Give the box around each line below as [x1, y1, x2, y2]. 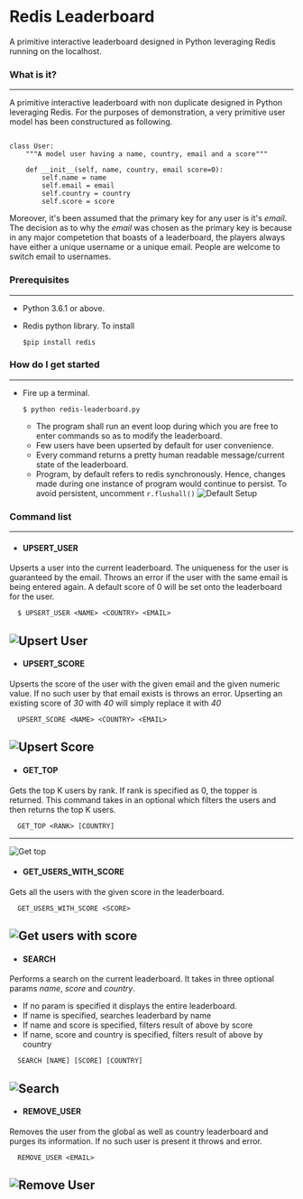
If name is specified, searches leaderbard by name [22, 1010, 212, 1021]
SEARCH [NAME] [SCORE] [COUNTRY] [17, 1056, 143, 1065]
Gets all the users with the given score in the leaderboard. [9, 886, 225, 897]
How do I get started [9, 358, 101, 371]
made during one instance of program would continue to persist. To [35, 478, 287, 489]
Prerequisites [9, 273, 69, 286]
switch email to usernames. [9, 251, 111, 263]
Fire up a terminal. [22, 387, 90, 398]
